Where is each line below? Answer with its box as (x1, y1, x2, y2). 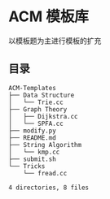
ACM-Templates (8, 84, 57, 92)
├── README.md (8, 133, 57, 142)
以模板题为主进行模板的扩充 (8, 36, 102, 45)
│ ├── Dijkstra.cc (8, 112, 79, 120)
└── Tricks (8, 162, 46, 171)
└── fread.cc (23, 169, 68, 177)
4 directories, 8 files (8, 184, 90, 192)
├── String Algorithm (8, 141, 82, 149)
